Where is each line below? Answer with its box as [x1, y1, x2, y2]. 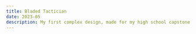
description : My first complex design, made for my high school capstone [6, 19, 191, 25]
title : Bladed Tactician [6, 8, 67, 14]
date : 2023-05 [6, 14, 41, 20]
